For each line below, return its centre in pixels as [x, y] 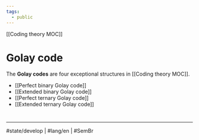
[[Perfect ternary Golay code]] [52, 98]
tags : [13, 12]
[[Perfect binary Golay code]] [51, 86]
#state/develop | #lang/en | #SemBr [50, 131]
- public [22, 17]
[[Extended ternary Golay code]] [54, 105]
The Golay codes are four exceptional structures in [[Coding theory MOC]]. [98, 74]
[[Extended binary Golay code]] [53, 92]
